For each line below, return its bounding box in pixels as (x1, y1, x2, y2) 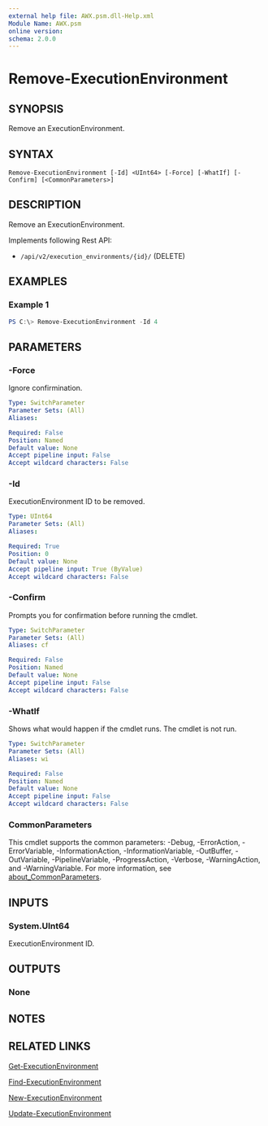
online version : (8, 27, 63, 35)
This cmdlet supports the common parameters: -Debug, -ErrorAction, (8, 838, 241, 848)
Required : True (8, 542, 60, 550)
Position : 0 (8, 550, 49, 558)
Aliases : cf (8, 641, 49, 650)
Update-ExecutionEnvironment (8, 1108, 112, 1118)
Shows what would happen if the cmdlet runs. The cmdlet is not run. (8, 724, 237, 734)
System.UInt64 (8, 920, 71, 931)
